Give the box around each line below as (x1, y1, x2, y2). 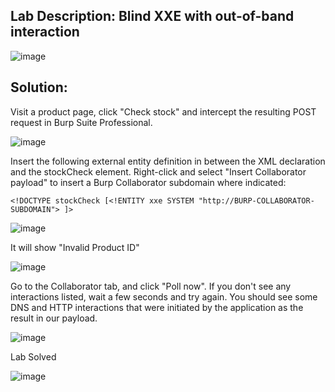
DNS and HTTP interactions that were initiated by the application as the (10, 301, 304, 313)
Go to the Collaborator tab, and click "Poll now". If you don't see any (10, 280, 292, 292)
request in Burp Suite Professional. (10, 116, 153, 128)
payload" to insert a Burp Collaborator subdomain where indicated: (10, 176, 287, 188)
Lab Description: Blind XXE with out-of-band (10, 8, 295, 25)
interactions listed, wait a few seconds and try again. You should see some (10, 290, 318, 303)
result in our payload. (10, 312, 98, 324)
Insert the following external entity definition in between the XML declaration (10, 155, 326, 167)
